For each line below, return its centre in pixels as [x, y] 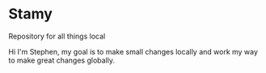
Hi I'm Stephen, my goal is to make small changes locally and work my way [133, 51]
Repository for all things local [57, 36]
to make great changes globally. [62, 60]
